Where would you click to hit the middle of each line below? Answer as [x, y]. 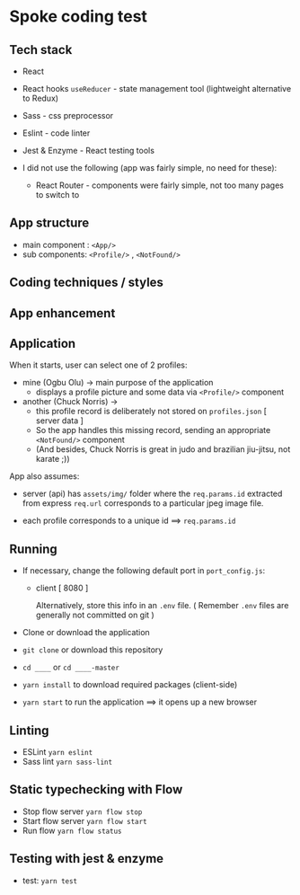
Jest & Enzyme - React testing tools [88, 151]
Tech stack [41, 50]
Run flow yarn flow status [72, 830]
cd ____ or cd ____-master [71, 668]
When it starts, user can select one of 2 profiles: [98, 365]
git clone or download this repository [93, 650]
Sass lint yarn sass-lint [67, 762]
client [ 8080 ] [62, 588]
